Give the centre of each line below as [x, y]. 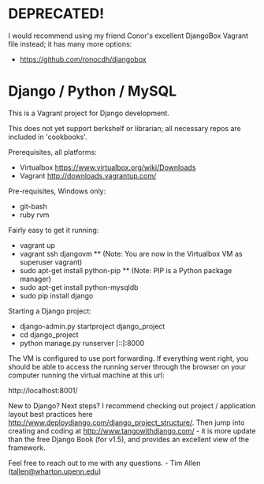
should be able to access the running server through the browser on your [127, 366]
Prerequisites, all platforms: [52, 152]
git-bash [33, 206]
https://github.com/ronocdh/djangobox [83, 59]
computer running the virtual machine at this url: [86, 375]
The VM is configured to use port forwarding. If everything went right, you [128, 358]
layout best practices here [50, 414]
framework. [27, 448]
